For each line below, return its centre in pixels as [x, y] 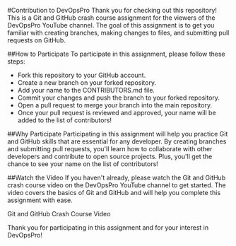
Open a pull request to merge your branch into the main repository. [115, 105]
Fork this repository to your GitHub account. [82, 75]
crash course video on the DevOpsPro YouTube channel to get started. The [117, 185]
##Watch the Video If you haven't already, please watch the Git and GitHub [117, 177]
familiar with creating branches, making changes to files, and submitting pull [118, 33]
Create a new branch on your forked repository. [87, 83]
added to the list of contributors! [64, 120]
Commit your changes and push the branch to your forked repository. [119, 98]
